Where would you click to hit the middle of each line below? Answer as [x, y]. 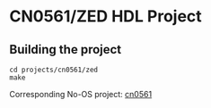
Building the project [66, 50]
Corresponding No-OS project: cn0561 [81, 94]
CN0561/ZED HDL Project [105, 17]
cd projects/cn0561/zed [54, 70]
